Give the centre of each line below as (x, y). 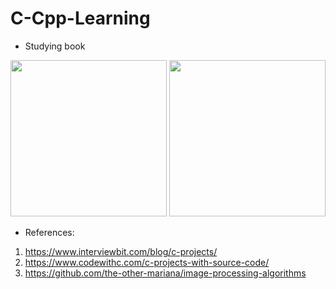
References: (49, 232)
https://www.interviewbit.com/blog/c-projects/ (121, 251)
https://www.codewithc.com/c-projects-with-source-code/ (147, 262)
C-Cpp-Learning (80, 18)
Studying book (55, 46)
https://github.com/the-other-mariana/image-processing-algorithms (165, 273)
